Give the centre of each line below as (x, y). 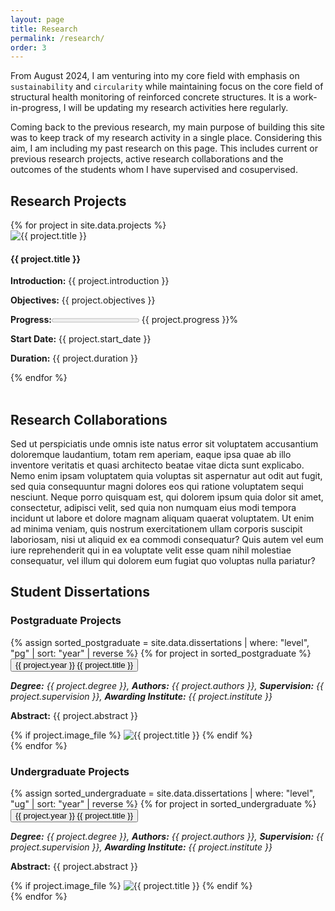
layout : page (37, 19)
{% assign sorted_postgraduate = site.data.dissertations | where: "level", (160, 642)
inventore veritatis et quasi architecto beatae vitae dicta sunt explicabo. (157, 465)
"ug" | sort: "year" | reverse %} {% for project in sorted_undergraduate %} (163, 804)
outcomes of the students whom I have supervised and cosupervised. (154, 170)
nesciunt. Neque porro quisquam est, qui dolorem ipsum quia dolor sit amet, (167, 497)
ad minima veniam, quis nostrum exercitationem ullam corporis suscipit (156, 529)
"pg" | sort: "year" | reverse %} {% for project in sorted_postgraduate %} (161, 653)
